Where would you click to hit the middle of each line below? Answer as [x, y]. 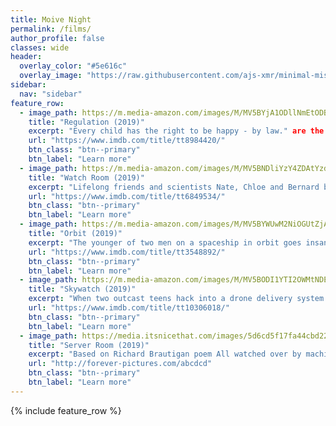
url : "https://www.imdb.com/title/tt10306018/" [129, 308]
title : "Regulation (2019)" [86, 122]
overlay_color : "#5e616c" [73, 66]
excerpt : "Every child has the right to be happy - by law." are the [176, 131]
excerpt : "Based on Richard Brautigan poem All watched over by [165, 354]
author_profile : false [57, 38]
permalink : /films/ [51, 29]
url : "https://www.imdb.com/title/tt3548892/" [127, 252]
